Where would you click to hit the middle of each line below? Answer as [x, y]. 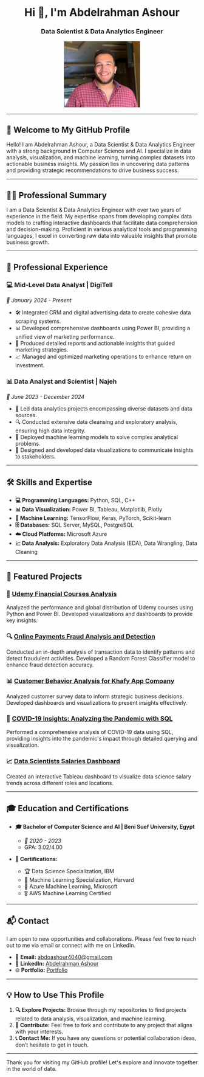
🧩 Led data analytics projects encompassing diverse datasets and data [104, 409]
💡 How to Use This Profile [55, 995]
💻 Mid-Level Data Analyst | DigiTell [59, 285]
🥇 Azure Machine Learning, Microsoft [71, 886]
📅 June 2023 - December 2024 [46, 397]
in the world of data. [32, 1069]
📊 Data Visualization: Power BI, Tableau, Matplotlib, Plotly [89, 510]
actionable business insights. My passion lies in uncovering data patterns [98, 164]
